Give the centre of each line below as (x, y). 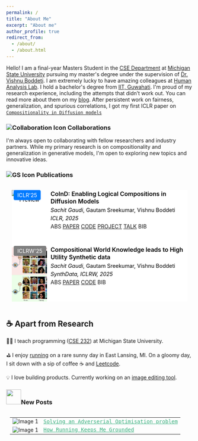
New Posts (37, 402)
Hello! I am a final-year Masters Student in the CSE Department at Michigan (98, 68)
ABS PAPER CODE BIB (78, 282)
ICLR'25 (27, 195)
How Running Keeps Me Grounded (89, 430)
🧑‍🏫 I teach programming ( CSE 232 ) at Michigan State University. (85, 341)
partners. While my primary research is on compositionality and (84, 147)
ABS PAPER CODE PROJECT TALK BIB (98, 227)
